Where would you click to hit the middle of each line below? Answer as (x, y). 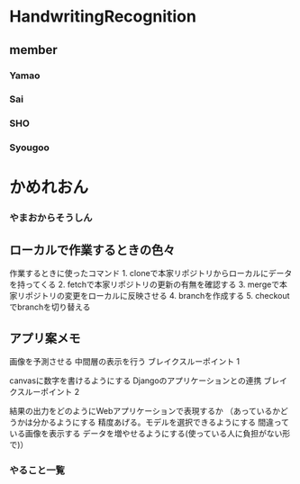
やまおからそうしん (51, 218)
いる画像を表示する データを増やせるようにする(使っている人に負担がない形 (150, 433)
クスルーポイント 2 (45, 392)
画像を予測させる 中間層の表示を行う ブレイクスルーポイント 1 (125, 361)
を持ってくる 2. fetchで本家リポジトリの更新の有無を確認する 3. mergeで (145, 284)
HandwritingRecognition (103, 17)
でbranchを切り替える (50, 307)
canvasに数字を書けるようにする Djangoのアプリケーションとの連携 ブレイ (149, 381)
